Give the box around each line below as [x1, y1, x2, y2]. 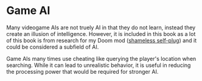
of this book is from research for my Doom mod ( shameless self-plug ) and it [6, 37, 197, 44]
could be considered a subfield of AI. [6, 43, 99, 51]
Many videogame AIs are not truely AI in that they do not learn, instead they [6, 24, 196, 31]
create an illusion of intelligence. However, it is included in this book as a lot [6, 30, 196, 37]
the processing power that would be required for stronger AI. [6, 68, 159, 75]
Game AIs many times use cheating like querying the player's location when [6, 55, 197, 62]
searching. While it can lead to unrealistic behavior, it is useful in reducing [6, 62, 191, 69]
